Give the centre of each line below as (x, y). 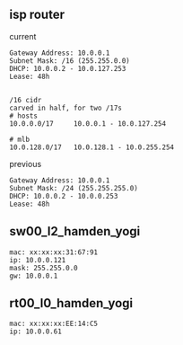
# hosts (24, 116)
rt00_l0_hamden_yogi (71, 303)
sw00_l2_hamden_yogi (75, 231)
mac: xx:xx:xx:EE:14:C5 (54, 324)
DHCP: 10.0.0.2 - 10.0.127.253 (68, 68)
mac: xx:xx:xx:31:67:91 (54, 252)
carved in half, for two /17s (66, 108)
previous (26, 164)
